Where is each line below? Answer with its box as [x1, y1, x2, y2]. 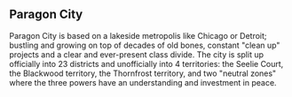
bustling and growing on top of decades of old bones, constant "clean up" [9, 40, 280, 50]
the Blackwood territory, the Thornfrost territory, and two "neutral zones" [9, 68, 277, 78]
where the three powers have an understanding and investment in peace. [9, 77, 277, 87]
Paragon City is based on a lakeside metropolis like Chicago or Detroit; [9, 30, 268, 41]
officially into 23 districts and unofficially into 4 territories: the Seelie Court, [9, 58, 284, 69]
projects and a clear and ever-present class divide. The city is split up [9, 48, 264, 60]
